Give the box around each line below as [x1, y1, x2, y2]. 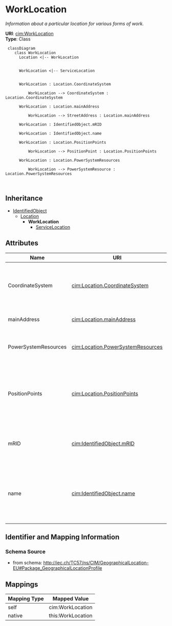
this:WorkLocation [49, 612, 93, 619]
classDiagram [7, 46, 36, 51]
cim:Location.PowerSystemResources [71, 343, 163, 350]
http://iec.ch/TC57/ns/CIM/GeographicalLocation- [43, 559, 149, 566]
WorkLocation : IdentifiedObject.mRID [18, 122, 102, 127]
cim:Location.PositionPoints [71, 390, 138, 397]
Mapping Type [8, 595, 44, 602]
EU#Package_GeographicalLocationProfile [12, 565, 102, 571]
